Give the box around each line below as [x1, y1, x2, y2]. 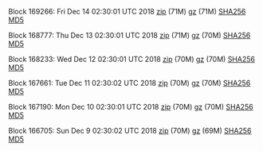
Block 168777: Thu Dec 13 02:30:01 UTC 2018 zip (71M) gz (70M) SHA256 [8, 31, 251, 40]
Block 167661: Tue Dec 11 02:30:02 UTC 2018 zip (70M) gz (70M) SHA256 [8, 79, 251, 87]
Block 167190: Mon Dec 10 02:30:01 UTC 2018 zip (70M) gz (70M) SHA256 [8, 103, 253, 111]
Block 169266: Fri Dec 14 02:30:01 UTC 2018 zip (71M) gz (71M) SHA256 [8, 7, 246, 16]
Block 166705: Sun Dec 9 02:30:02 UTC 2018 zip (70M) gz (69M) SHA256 [8, 126, 252, 135]
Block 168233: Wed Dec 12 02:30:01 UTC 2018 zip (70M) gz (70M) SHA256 [8, 55, 255, 64]
